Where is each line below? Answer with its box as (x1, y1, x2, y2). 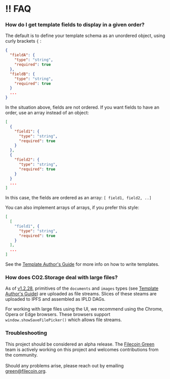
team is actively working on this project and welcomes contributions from (5, 346, 159, 353)
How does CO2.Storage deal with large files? (5, 274, 118, 281)
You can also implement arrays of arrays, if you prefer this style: (5, 204, 140, 211)
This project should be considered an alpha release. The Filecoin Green (5, 341, 155, 347)
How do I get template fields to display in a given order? (5, 21, 145, 28)
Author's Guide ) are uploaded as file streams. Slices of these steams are (5, 291, 157, 297)
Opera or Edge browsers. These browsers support (5, 312, 111, 318)
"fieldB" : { (10, 72, 36, 77)
